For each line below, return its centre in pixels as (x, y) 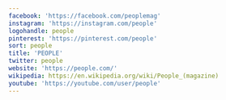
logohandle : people (41, 31)
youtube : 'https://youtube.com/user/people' (85, 83)
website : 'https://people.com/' (63, 69)
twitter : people (36, 61)
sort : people (30, 46)
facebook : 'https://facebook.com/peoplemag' (85, 16)
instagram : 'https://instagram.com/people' (83, 23)
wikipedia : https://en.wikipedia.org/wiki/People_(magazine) (114, 76)
